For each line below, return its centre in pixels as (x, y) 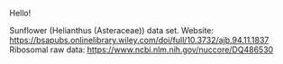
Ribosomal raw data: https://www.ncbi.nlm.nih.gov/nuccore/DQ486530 (141, 50)
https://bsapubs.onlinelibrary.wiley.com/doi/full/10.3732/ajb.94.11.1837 (139, 40)
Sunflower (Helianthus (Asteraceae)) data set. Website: (112, 30)
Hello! (20, 13)
